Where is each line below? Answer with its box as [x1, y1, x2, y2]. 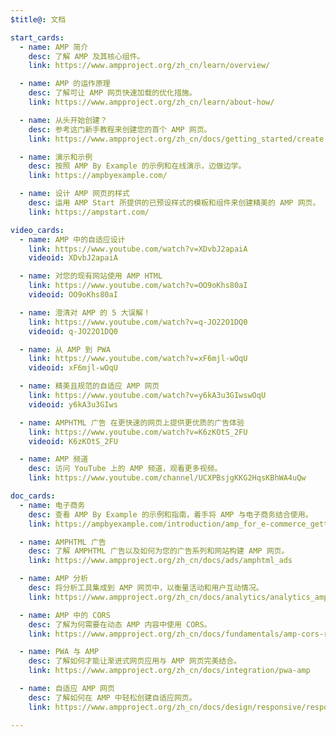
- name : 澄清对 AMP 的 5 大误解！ [19, 307, 152, 318]
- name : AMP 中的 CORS [19, 610, 111, 620]
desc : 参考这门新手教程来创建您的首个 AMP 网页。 [28, 124, 212, 135]
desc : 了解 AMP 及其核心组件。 [28, 51, 145, 61]
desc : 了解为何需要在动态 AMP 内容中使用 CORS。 [28, 619, 212, 630]
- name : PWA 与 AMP [19, 647, 99, 657]
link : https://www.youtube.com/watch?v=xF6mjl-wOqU [28, 354, 248, 364]
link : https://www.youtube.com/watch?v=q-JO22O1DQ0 [28, 317, 248, 327]
